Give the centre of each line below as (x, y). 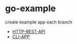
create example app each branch (39, 22)
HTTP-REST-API (29, 31)
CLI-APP (21, 37)
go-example (30, 9)
